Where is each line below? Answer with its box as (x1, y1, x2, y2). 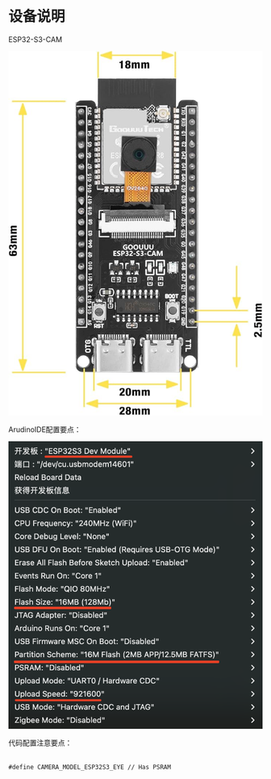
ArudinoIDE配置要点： (8, 425, 82, 434)
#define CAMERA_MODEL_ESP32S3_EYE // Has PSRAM (8, 764, 172, 772)
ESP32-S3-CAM (8, 34, 63, 44)
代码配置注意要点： (8, 738, 73, 748)
